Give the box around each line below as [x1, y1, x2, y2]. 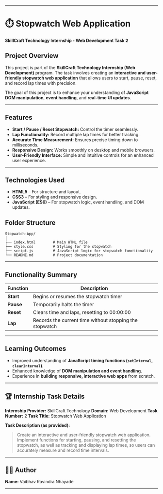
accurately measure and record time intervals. [16, 447, 109, 453]
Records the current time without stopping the [33, 317, 138, 324]
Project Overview [5, 52, 59, 60]
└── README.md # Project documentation [5, 253, 103, 258]
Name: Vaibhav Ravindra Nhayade [5, 479, 74, 485]
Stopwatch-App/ [5, 232, 36, 237]
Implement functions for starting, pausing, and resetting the [16, 437, 136, 443]
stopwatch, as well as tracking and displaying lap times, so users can [16, 442, 155, 448]
